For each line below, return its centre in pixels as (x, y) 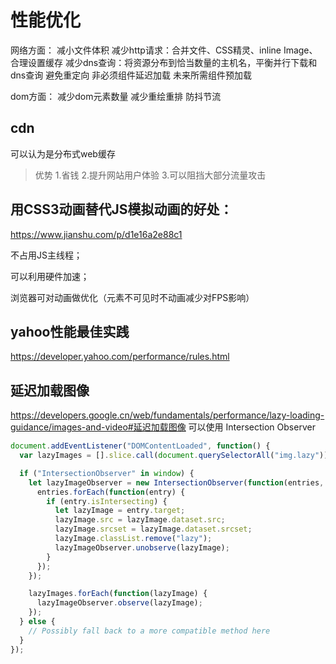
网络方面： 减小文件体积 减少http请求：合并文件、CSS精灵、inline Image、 (164, 50)
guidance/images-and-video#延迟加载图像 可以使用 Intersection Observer (163, 427)
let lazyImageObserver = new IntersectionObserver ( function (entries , (176, 482)
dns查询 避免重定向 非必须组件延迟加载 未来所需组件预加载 (131, 75)
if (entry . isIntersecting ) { (107, 501)
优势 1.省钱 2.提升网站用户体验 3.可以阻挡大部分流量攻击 (150, 175)
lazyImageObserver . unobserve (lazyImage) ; (142, 547)
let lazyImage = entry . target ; (120, 511)
